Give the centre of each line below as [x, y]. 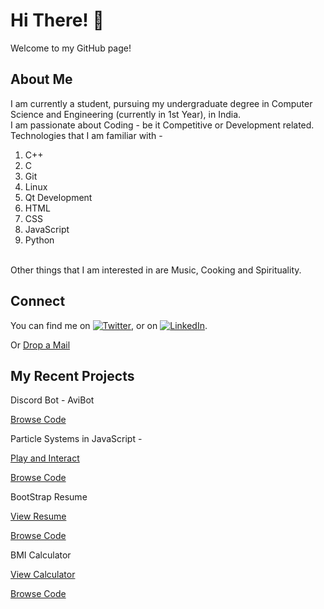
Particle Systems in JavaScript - [76, 439]
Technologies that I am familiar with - [86, 135]
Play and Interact [45, 458]
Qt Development [58, 197]
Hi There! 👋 [57, 20]
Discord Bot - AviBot [52, 400]
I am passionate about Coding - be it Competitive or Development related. [162, 125]
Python [39, 240]
